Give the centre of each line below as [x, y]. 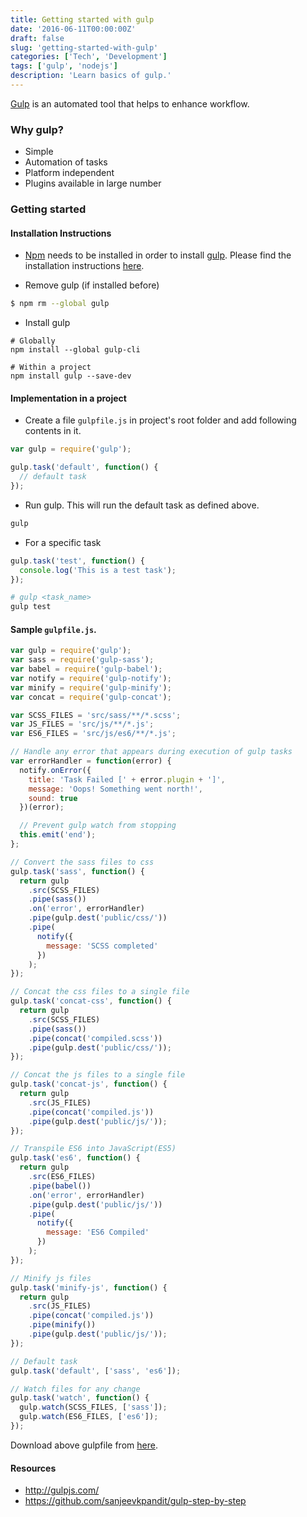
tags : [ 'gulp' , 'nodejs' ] [64, 66]
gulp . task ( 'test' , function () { [77, 561]
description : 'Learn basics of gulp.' [91, 76]
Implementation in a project [68, 398]
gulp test [31, 607]
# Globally [33, 341]
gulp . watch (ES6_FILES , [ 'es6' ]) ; [89, 1417]
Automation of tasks [66, 162]
